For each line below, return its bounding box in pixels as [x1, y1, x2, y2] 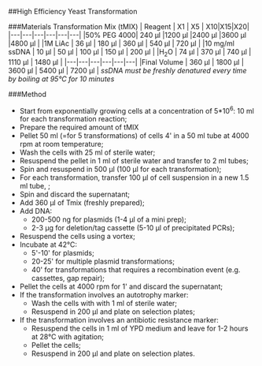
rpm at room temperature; [19, 140, 104, 149]
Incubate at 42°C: [19, 240, 77, 249]
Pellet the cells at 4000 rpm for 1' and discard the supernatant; [19, 282, 223, 291]
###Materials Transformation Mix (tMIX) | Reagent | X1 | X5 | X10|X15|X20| [8, 22, 250, 31]
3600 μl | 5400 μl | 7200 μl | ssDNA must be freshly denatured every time [8, 65, 247, 75]
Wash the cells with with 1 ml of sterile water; [31, 299, 178, 308]
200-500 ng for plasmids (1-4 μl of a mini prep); [31, 215, 186, 224]
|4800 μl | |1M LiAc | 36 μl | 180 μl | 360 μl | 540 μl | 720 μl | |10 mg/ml [8, 39, 234, 48]
